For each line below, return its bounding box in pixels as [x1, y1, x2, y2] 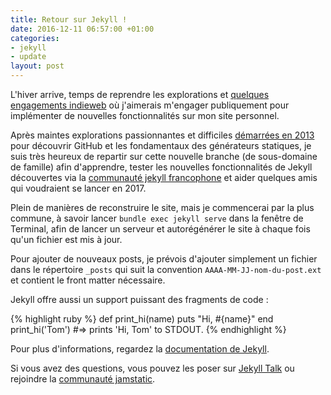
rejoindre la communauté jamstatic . [10, 373, 156, 385]
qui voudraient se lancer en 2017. [10, 182, 147, 194]
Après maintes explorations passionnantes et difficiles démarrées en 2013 [10, 129, 315, 141]
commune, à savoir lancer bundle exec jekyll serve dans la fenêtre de [10, 212, 304, 224]
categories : [10, 33, 60, 43]
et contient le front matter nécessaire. [10, 274, 166, 286]
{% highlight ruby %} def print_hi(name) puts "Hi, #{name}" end [10, 313, 274, 325]
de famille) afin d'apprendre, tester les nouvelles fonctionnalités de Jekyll [10, 161, 313, 173]
